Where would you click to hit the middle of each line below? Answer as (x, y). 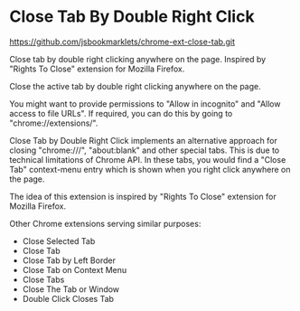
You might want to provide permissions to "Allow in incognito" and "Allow (145, 104)
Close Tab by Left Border (69, 260)
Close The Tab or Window (71, 289)
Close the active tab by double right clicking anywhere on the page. (135, 86)
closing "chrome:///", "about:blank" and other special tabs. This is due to (145, 150)
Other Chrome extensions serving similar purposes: (105, 223)
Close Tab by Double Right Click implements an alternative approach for (143, 140)
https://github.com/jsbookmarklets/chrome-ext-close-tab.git (122, 42)
